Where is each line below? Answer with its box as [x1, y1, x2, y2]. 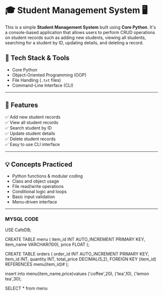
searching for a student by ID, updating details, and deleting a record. [5, 39, 144, 45]
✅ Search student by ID [5, 125, 52, 130]
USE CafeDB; [5, 227, 32, 233]
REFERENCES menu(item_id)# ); [5, 261, 69, 267]
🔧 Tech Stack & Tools [5, 54, 69, 62]
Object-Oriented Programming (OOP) [12, 72, 86, 78]
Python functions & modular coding [12, 173, 83, 179]
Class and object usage [12, 178, 59, 184]
